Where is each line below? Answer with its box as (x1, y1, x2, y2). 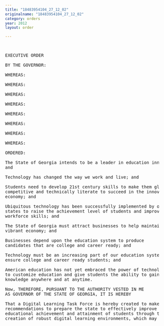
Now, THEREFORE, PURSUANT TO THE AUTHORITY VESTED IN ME (5, 287, 144, 292)
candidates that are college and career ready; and (5, 243, 132, 249)
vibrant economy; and (5, 228, 57, 234)
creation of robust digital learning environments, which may (5, 316, 157, 322)
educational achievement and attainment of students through (5, 311, 155, 317)
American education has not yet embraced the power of (5, 267, 139, 273)
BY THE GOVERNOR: (5, 62, 46, 68)
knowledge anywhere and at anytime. (5, 277, 93, 283)
